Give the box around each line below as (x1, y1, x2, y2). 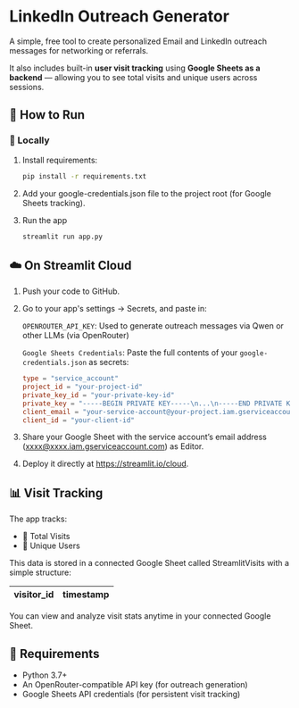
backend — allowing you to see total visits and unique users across (9, 71, 258, 82)
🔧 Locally (9, 134, 51, 146)
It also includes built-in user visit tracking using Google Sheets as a (9, 62, 261, 73)
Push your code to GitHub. (21, 286, 120, 296)
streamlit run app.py (21, 232, 103, 241)
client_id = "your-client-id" (21, 415, 136, 425)
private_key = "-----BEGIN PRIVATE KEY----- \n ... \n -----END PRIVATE (21, 399, 283, 408)
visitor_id (13, 588, 54, 601)
